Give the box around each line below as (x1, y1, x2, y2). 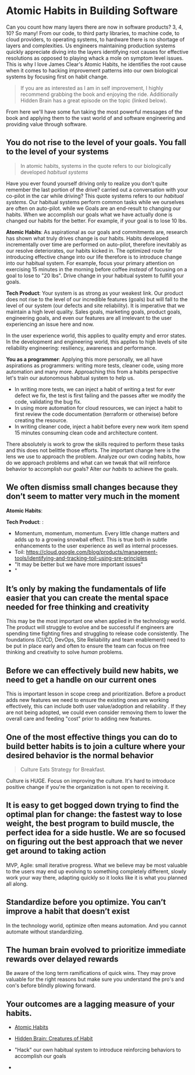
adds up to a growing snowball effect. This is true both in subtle (14, 536, 168, 543)
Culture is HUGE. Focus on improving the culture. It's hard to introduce (6, 777, 176, 784)
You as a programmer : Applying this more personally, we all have (6, 356, 163, 363)
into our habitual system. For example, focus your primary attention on (6, 259, 175, 267)
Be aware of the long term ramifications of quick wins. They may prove (6, 970, 176, 977)
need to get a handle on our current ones (6, 674, 157, 685)
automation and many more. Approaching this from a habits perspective (6, 368, 179, 375)
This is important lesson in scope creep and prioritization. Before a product (6, 690, 186, 697)
